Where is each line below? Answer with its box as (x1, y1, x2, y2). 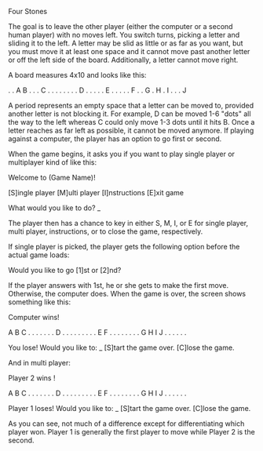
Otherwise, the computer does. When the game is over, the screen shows (8, 289, 246, 298)
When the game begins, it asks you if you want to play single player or (8, 149, 236, 158)
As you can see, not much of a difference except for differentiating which (8, 419, 245, 428)
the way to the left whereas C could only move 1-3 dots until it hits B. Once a (8, 118, 255, 126)
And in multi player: (8, 358, 71, 367)
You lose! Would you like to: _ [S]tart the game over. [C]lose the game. (8, 343, 235, 352)
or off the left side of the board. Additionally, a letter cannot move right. (8, 55, 239, 64)
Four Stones (8, 7, 48, 16)
